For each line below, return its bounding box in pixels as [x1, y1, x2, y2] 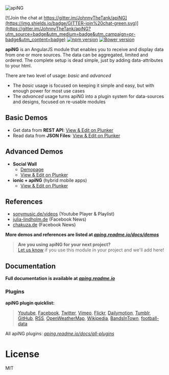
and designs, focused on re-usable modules [12, 99, 106, 105]
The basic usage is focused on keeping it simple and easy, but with [12, 82, 155, 88]
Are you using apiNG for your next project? [17, 242, 111, 248]
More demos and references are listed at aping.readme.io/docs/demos [5, 231, 159, 238]
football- [141, 315, 159, 321]
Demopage [20, 166, 44, 172]
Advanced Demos [5, 147, 63, 156]
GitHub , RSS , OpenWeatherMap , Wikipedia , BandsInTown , [17, 315, 140, 321]
